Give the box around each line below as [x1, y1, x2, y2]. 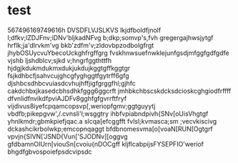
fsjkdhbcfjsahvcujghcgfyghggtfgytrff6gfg [7, 71, 130, 80]
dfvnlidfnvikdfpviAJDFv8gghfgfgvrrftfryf [7, 94, 127, 102]
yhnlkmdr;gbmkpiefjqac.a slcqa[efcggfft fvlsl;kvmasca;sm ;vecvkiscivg [7, 117, 217, 125]
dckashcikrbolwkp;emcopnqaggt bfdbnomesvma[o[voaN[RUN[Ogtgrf [7, 124, 213, 133]
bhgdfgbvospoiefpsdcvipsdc [7, 147, 92, 156]
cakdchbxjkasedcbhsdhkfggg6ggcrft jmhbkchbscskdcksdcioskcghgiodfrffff [7, 87, 232, 95]
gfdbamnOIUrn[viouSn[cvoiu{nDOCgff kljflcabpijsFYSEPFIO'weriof [7, 139, 204, 148]
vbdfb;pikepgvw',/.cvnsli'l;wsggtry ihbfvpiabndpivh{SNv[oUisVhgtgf [7, 109, 209, 118]
